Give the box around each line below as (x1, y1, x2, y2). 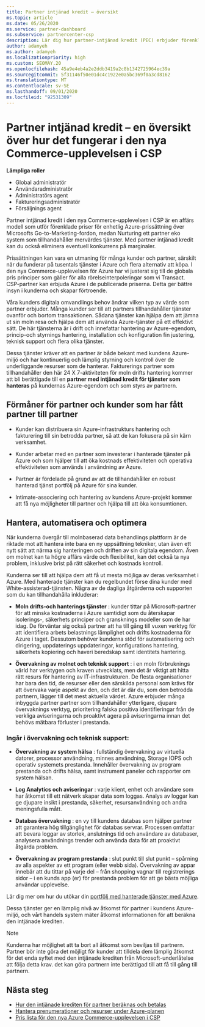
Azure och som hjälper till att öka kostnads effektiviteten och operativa (15, 457, 193, 464)
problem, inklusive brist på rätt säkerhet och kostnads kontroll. (6, 560, 164, 567)
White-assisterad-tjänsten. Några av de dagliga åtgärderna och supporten (6, 584, 193, 592)
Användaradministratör (15, 185, 73, 193)
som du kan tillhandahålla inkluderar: (6, 591, 99, 598)
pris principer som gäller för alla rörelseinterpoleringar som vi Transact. (6, 273, 185, 281)
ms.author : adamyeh (6, 49, 56, 55)
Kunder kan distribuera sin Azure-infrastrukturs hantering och (15, 425, 171, 433)
